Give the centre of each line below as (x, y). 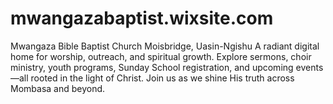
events (309, 67)
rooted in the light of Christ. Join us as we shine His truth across (162, 78)
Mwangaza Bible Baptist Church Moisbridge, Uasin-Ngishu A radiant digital (165, 46)
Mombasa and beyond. (58, 88)
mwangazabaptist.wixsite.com (142, 18)
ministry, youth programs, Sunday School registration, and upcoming (152, 67)
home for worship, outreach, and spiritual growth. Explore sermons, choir (161, 56)
